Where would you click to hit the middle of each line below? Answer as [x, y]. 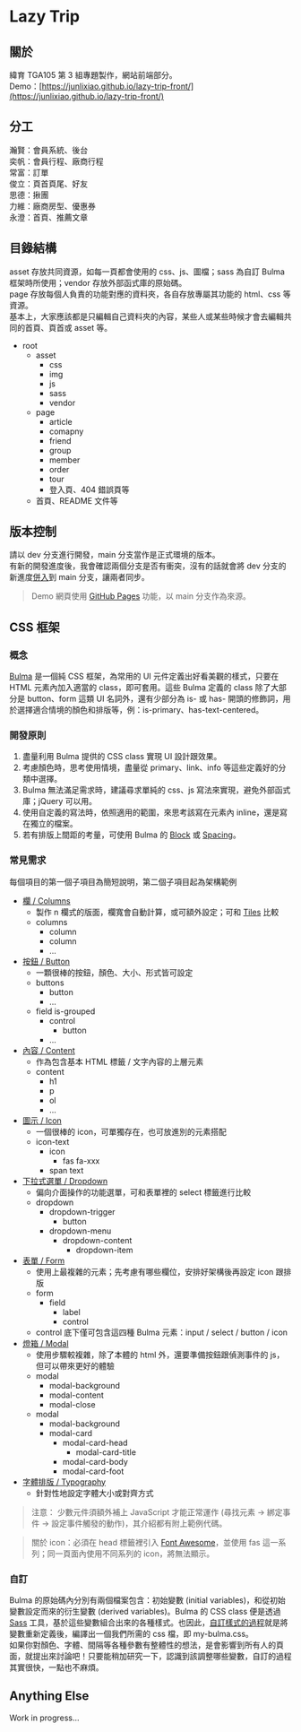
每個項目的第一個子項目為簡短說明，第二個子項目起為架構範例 [123, 881]
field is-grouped [65, 1011]
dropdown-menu [80, 1231]
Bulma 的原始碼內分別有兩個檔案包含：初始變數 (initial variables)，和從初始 [148, 1600]
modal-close [72, 1404]
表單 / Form [43, 1260]
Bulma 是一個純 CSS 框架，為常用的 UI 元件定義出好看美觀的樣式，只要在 [144, 676]
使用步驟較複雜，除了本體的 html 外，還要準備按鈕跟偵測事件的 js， [160, 1355]
